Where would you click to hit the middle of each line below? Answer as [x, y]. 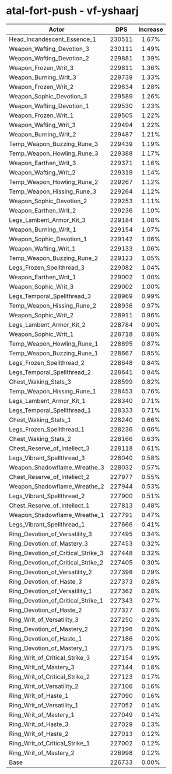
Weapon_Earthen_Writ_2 [43, 210]
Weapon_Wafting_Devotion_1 [49, 105]
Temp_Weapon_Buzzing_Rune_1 [54, 353]
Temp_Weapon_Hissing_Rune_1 [53, 391]
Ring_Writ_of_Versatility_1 [44, 705]
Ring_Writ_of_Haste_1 [39, 696]
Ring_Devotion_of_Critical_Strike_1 [56, 600]
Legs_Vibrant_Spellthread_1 [47, 524]
